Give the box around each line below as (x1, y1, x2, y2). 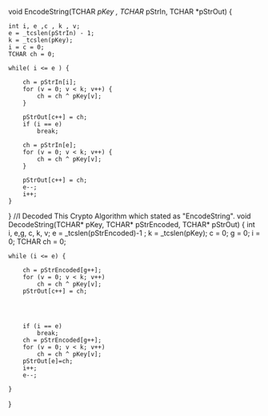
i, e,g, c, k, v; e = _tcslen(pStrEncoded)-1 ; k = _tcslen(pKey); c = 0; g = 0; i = (8, 228, 261, 238)
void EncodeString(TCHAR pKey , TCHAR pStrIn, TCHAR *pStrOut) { (8, 7, 233, 16)
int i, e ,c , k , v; (8, 22, 81, 30)
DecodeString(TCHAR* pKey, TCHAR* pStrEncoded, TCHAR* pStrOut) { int (8, 220, 256, 229)
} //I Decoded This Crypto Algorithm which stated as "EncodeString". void (8, 211, 251, 221)
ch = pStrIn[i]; (22, 78, 78, 86)
